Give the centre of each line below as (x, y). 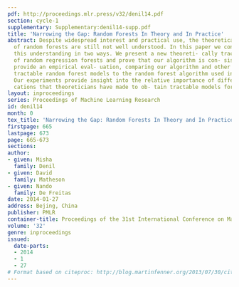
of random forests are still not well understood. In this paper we (117, 47)
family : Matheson (39, 179)
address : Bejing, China (43, 206)
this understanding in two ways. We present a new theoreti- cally (116, 54)
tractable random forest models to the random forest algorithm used (119, 73)
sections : (22, 147)
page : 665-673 (28, 140)
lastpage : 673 (28, 133)
